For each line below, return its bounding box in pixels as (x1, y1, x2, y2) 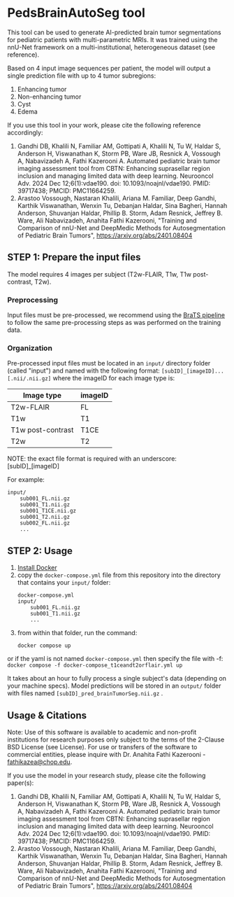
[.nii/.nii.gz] (7, 375, 52, 382)
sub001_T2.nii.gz (20, 513, 71, 521)
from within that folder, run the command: (17, 629, 138, 637)
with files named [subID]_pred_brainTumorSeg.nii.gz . (7, 689, 163, 697)
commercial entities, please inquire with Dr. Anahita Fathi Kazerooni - (7, 750, 206, 758)
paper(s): (7, 779, 34, 787)
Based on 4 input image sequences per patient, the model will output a (7, 64, 211, 72)
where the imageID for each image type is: (52, 374, 175, 382)
